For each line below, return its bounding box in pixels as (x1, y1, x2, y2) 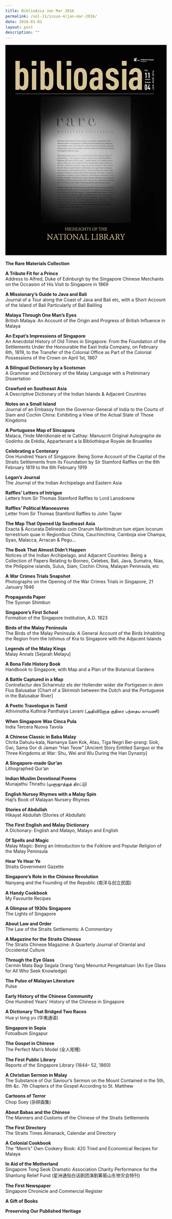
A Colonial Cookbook (5, 1140, 51, 1146)
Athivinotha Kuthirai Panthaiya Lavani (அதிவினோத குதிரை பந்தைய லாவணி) (5, 708, 160, 714)
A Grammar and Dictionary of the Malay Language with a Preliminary (5, 370, 150, 377)
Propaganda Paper (5, 594, 46, 600)
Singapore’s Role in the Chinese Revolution (5, 874, 99, 880)
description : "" (5, 30, 40, 35)
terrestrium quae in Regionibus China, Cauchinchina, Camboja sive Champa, (5, 532, 166, 538)
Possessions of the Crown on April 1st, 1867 (5, 355, 98, 361)
